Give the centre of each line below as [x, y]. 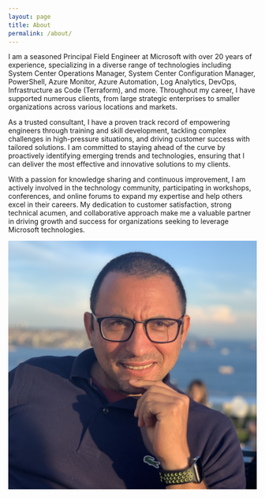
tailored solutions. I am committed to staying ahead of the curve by [117, 148]
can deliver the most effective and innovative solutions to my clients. [119, 164]
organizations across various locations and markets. [93, 107]
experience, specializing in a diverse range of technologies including [120, 65]
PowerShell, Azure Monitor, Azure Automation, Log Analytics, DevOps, [122, 82]
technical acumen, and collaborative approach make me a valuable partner [130, 213]
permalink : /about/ [40, 33]
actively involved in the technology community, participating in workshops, [130, 188]
